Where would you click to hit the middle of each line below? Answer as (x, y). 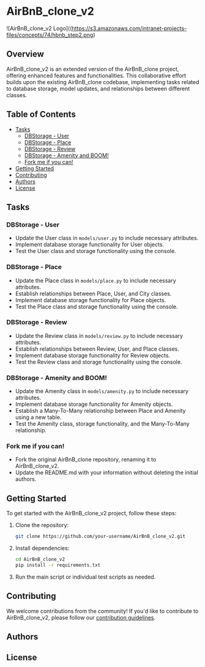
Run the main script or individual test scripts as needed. (85, 577)
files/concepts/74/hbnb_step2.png (50, 34)
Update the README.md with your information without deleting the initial (107, 473)
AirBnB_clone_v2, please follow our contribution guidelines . (81, 617)
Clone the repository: (42, 525)
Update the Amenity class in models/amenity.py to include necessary (102, 391)
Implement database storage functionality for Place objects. (91, 300)
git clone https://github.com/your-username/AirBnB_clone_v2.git (100, 536)
